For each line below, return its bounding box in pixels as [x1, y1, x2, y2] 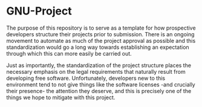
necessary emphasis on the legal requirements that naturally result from [6, 68, 186, 75]
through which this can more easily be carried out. [6, 50, 132, 57]
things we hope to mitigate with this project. [6, 94, 116, 101]
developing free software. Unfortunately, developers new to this [6, 74, 165, 82]
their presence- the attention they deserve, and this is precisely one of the [6, 87, 192, 94]
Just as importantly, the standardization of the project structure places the [6, 62, 192, 69]
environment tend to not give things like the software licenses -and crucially [6, 80, 195, 88]
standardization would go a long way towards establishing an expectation [6, 44, 189, 51]
